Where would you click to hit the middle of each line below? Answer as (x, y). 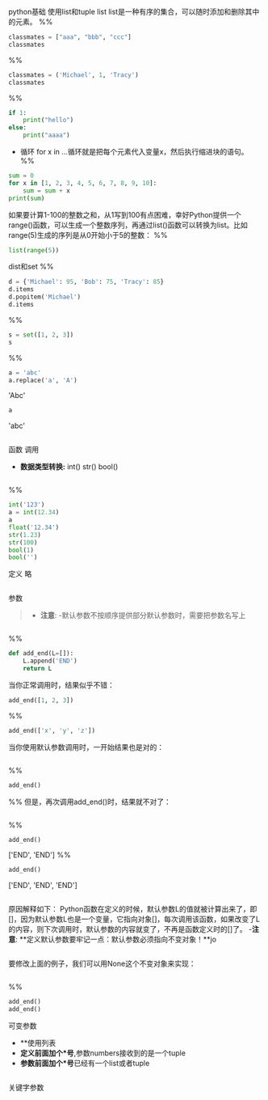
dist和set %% (31, 267)
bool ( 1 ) (21, 550)
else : (17, 128)
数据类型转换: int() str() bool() (69, 467)
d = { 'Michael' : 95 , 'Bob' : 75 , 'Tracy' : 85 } (86, 282)
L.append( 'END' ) (50, 661)
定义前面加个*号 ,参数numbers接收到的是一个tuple (103, 1053)
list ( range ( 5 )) (34, 250)
